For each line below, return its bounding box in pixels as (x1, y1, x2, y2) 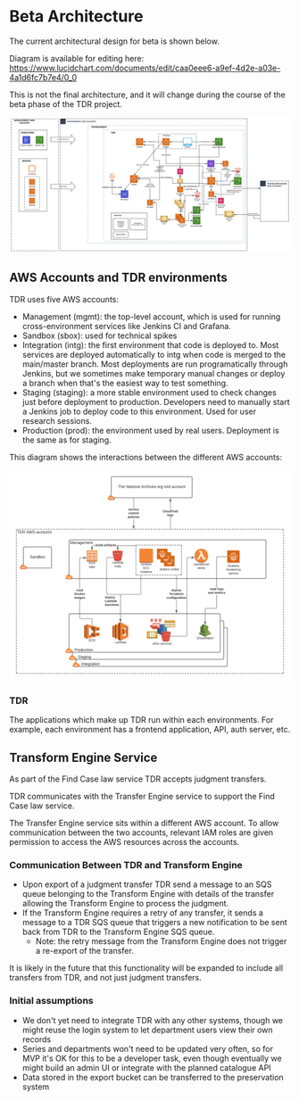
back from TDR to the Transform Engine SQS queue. (21, 926, 215, 938)
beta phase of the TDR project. (9, 98, 123, 109)
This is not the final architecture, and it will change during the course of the (9, 89, 286, 100)
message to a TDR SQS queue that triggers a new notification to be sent (21, 917, 287, 928)
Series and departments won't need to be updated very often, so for (21, 1043, 274, 1054)
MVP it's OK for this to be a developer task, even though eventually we (21, 1053, 283, 1064)
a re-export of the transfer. (35, 946, 134, 956)
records (21, 1033, 52, 1045)
